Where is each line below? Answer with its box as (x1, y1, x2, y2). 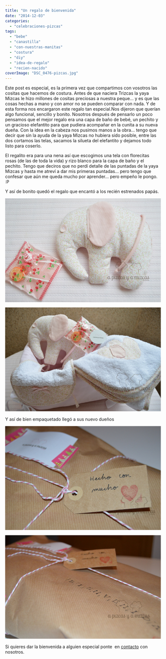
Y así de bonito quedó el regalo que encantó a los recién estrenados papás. (5, 188, 159, 194)
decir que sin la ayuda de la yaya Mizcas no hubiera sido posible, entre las (5, 132, 157, 138)
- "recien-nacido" (9, 65, 48, 70)
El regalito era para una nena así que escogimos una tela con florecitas (5, 153, 150, 159)
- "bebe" (9, 34, 28, 39)
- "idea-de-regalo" (9, 60, 50, 65)
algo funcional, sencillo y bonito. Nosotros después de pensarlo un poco (5, 112, 153, 118)
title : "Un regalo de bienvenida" (5, 8, 77, 13)
